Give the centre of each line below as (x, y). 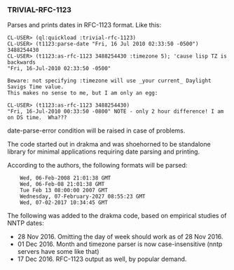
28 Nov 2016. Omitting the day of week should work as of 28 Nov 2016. (120, 237)
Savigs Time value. (36, 87)
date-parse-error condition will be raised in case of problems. (96, 130)
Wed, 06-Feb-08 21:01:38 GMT (62, 184)
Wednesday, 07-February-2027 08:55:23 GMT (83, 197)
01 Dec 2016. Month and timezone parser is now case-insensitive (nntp (120, 244)
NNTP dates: (26, 223)
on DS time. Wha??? (37, 118)
